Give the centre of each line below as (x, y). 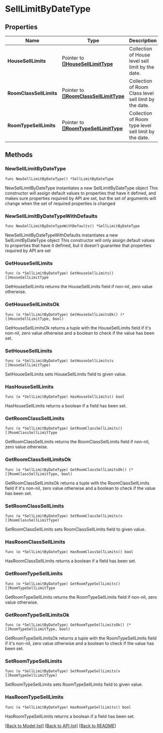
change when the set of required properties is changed (60, 203)
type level (140, 125)
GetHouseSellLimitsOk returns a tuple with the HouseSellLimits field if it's (78, 328)
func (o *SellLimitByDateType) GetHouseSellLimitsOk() (62, 314)
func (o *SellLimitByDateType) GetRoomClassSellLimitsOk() (66, 470)
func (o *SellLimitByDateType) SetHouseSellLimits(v (59, 361)
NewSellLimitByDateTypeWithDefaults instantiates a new (61, 235)
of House (140, 55)
